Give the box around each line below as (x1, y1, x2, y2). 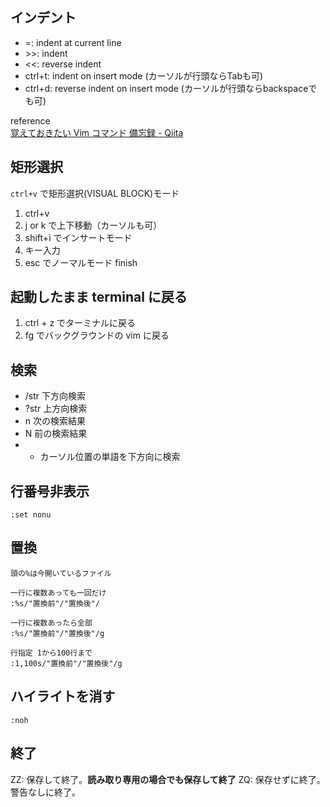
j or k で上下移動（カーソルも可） (24, 219, 163, 231)
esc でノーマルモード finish (24, 256, 138, 268)
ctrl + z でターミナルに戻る (24, 317, 137, 329)
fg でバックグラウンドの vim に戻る (24, 329, 170, 342)
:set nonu (10, 510, 52, 520)
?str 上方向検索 (24, 403, 88, 415)
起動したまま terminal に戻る (10, 289, 188, 306)
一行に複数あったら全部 (10, 618, 93, 628)
